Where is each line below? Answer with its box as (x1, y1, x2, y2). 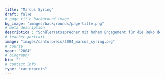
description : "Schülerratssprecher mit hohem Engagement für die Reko (5, 30, 155, 35)
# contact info (5, 62, 36, 67)
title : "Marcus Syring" (5, 7, 54, 12)
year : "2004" (5, 48, 32, 53)
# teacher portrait (5, 35, 45, 40)
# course (5, 44, 23, 49)
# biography (5, 53, 29, 58)
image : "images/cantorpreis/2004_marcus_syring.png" (5, 39, 115, 44)
